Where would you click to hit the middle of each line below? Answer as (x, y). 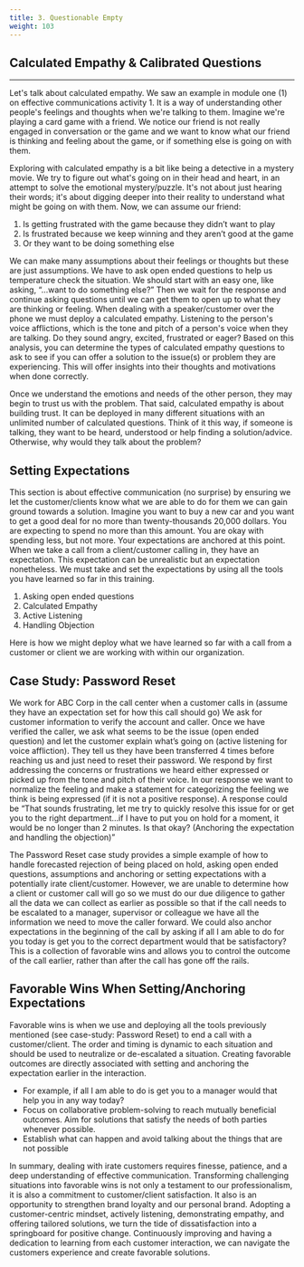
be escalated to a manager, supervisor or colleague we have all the (134, 912)
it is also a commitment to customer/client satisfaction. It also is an (133, 1195)
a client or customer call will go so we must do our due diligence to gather (147, 893)
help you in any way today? (73, 1100)
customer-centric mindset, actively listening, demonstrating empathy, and (147, 1214)
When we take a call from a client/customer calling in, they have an (134, 550)
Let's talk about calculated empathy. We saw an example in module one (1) (148, 93)
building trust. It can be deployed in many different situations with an (137, 414)
